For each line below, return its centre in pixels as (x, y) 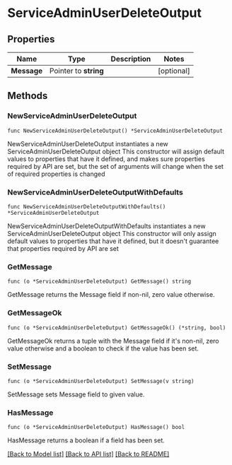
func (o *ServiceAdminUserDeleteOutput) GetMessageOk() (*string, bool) (117, 328)
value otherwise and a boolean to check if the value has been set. (103, 348)
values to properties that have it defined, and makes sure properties (106, 159)
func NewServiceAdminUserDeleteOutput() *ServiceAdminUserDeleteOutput (115, 131)
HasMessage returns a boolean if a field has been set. (86, 440)
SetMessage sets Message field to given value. (76, 394)
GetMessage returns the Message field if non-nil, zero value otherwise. (111, 295)
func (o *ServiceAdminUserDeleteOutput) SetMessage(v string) (101, 381)
